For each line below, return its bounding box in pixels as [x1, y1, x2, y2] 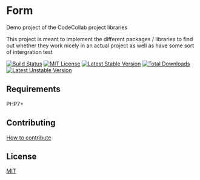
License [6, 151, 37, 161]
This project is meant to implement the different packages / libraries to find [6, 35, 193, 42]
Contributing [6, 118, 56, 128]
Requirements [6, 84, 61, 95]
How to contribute [6, 134, 52, 141]
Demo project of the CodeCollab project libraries [6, 24, 128, 31]
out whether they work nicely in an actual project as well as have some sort [6, 42, 195, 49]
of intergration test [6, 48, 53, 55]
